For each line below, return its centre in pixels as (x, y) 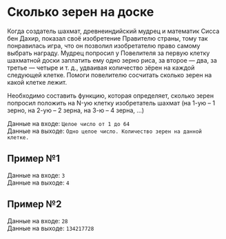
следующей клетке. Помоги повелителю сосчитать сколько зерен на (110, 75)
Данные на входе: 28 (38, 220)
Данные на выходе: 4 (38, 183)
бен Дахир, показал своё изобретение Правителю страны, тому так (107, 38)
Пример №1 (33, 159)
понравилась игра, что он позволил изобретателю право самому (104, 45)
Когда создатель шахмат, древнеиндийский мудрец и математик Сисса (113, 31)
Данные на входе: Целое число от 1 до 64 (68, 123)
